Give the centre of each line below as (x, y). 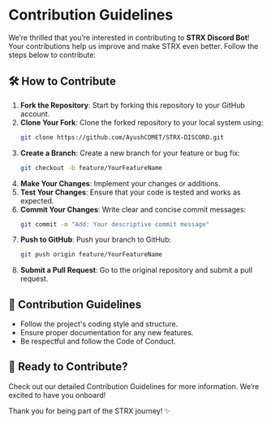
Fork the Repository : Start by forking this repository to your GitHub (133, 105)
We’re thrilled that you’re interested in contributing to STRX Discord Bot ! (129, 37)
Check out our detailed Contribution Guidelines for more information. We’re (134, 386)
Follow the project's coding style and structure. (99, 324)
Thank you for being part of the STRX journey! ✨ (90, 411)
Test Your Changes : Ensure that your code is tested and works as (130, 192)
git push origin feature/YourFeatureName (91, 255)
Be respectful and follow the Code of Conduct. (98, 341)
